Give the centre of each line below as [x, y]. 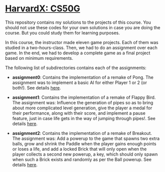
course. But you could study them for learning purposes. [63, 33]
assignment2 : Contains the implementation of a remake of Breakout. [82, 133]
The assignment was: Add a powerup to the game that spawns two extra [86, 138]
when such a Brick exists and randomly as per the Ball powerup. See [82, 159]
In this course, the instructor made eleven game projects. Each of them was [82, 42]
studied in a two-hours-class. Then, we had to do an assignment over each [81, 47]
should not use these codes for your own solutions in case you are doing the [83, 27]
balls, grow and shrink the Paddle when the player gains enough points [84, 143]
